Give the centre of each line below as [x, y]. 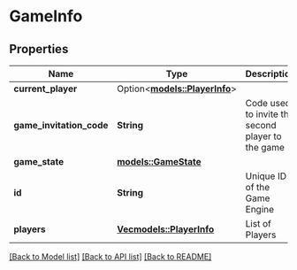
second [261, 125]
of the [258, 187]
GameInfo [46, 16]
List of [258, 224]
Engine [260, 209]
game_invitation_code [61, 125]
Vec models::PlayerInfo [166, 229]
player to [263, 136]
